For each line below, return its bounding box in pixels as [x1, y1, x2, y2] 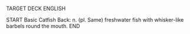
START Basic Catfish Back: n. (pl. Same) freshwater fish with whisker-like [6, 16, 184, 23]
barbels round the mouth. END [6, 23, 80, 29]
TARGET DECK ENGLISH [6, 5, 66, 12]
